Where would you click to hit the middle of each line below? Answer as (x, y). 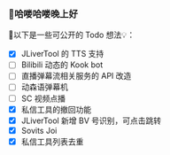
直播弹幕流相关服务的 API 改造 (76, 76)
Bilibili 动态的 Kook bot (62, 65)
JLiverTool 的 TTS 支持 (62, 54)
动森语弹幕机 (44, 87)
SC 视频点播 (43, 98)
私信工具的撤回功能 (56, 109)
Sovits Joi (39, 130)
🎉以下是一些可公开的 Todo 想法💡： (72, 35)
